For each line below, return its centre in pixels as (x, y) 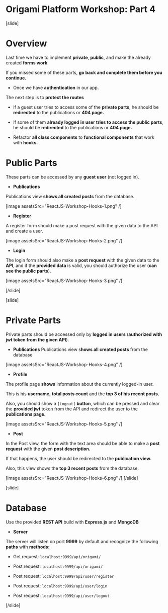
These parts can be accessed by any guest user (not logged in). (73, 177)
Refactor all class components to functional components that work (84, 137)
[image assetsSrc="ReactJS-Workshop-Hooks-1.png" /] (64, 206)
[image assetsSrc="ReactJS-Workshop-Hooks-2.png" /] (64, 240)
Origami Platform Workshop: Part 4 (80, 9)
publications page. (26, 414)
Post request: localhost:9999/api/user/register (64, 576)
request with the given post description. (48, 449)
